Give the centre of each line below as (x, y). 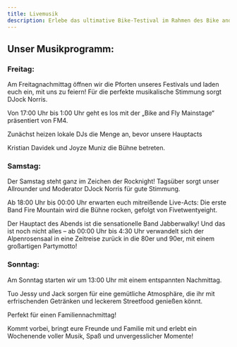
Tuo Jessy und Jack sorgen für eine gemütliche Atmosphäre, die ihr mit (111, 293)
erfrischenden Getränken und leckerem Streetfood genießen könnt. (105, 301)
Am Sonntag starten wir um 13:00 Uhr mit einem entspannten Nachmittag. (115, 280)
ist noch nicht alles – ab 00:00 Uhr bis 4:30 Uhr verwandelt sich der (106, 231)
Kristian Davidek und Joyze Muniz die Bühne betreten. (86, 148)
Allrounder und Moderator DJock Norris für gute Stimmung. (94, 189)
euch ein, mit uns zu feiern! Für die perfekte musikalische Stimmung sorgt (115, 92)
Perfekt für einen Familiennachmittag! (62, 315)
